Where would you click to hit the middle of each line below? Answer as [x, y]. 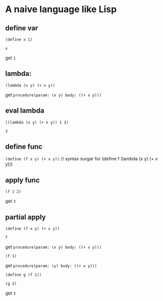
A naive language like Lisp [61, 9]
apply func [23, 180]
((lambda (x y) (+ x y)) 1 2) [37, 122]
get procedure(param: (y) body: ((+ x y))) [51, 266]
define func [24, 147]
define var [22, 28]
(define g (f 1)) [23, 275]
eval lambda [25, 111]
